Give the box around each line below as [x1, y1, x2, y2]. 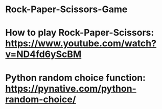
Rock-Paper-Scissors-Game [5, 4, 128, 15]
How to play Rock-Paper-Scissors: [5, 27, 154, 39]
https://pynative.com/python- [5, 83, 136, 94]
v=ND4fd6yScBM [5, 48, 82, 60]
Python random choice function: [5, 72, 146, 84]
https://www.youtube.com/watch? [5, 38, 157, 49]
